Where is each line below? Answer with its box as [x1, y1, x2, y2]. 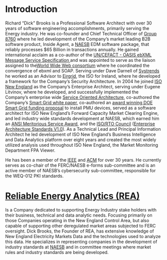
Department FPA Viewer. [5, 147, 56, 153]
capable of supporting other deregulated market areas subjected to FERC [5, 223, 156, 229]
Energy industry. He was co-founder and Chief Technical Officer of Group [5, 30, 157, 36]
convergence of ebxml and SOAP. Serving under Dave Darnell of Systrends [5, 67, 160, 73]
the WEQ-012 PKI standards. [5, 173, 64, 179]
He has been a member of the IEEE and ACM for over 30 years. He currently [5, 157, 162, 163]
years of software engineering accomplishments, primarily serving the [5, 25, 150, 31]
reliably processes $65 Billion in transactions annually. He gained [5, 46, 139, 52]
